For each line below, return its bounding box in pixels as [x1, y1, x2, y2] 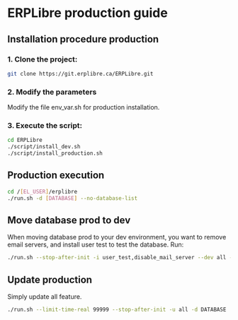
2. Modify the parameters [7, 87, 97, 97]
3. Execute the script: [7, 120, 83, 130]
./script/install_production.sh [7, 150, 103, 157]
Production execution [7, 170, 105, 182]
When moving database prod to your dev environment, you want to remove [7, 233, 227, 242]
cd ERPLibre [7, 136, 42, 144]
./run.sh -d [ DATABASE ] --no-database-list [7, 194, 138, 202]
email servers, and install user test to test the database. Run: [7, 240, 184, 249]
